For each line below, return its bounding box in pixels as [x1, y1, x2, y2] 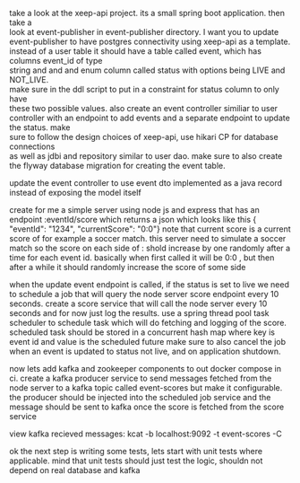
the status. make [9, 122, 71, 133]
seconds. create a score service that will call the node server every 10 [9, 298, 268, 309]
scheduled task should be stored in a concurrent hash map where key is [9, 327, 276, 338]
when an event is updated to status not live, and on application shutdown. [9, 346, 281, 356]
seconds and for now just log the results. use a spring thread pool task [9, 308, 270, 318]
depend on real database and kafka [9, 465, 141, 475]
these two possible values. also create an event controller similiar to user [9, 103, 279, 113]
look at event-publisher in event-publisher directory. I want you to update [9, 27, 279, 37]
